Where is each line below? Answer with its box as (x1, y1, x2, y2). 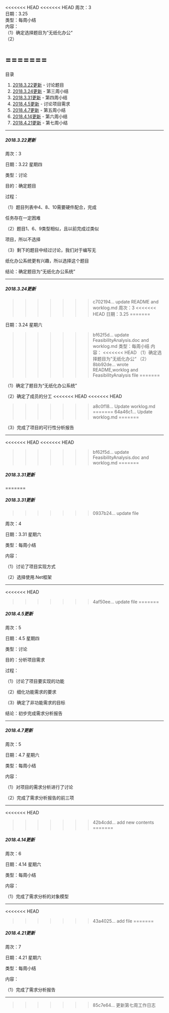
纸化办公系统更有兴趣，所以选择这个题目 (5, 258, 89, 264)
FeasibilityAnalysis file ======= (93, 372, 160, 378)
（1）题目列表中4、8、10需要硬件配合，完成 (5, 204, 97, 210)
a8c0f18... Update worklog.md (93, 403, 156, 409)
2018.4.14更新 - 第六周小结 (12, 113, 68, 120)
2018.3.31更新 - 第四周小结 (12, 94, 68, 100)
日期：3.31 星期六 (5, 531, 42, 537)
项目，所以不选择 (5, 236, 41, 242)
